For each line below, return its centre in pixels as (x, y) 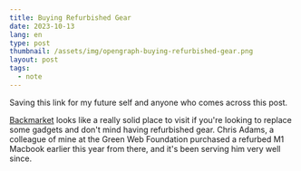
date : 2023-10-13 (42, 26)
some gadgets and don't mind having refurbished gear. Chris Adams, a (142, 129)
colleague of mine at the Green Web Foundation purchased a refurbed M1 (147, 139)
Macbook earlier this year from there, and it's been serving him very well (145, 148)
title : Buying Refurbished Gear (70, 18)
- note (30, 77)
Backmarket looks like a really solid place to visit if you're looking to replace (150, 119)
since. (21, 158)
